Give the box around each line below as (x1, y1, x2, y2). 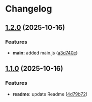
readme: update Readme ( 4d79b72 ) (12, 91, 88, 97)
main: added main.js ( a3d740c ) (12, 49, 78, 56)
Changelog (5, 3, 52, 15)
